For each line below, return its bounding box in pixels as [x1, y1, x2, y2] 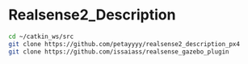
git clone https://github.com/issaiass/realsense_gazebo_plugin [8, 47, 229, 56]
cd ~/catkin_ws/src [8, 32, 74, 41]
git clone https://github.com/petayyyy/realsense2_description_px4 [8, 40, 241, 48]
